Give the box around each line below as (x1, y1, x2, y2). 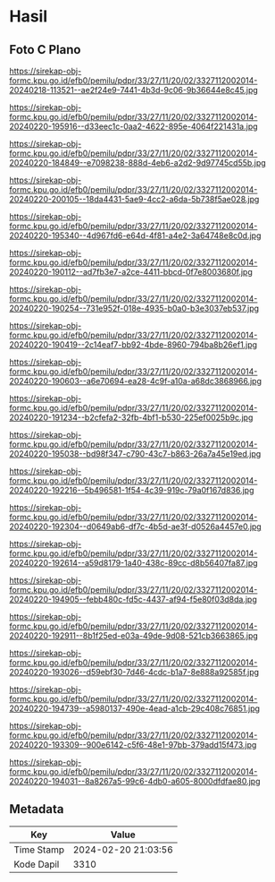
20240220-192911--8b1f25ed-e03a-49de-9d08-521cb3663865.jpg (9, 630, 259, 641)
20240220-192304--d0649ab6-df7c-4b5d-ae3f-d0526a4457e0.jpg (9, 521, 262, 532)
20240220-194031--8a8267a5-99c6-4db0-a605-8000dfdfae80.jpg (9, 776, 261, 786)
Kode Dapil (13, 858, 60, 870)
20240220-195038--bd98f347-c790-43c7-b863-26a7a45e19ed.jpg (9, 449, 262, 458)
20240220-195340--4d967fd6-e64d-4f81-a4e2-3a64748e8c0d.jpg (9, 230, 262, 241)
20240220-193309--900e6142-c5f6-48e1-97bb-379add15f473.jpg (9, 740, 257, 749)
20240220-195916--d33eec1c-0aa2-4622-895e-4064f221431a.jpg (9, 121, 258, 132)
